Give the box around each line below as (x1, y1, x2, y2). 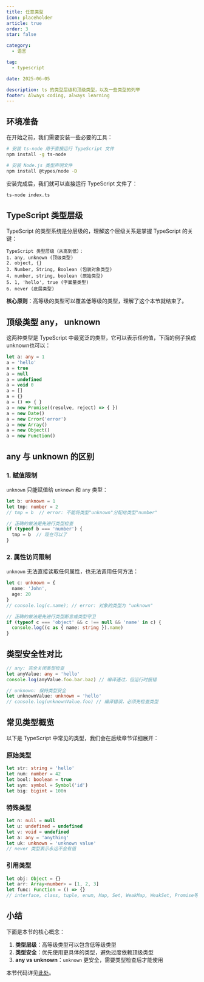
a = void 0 (6, 382, 34, 388)
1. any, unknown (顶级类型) (6, 255, 74, 261)
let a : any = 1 (6, 354, 45, 360)
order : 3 (6, 26, 29, 32)
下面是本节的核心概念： (6, 928, 65, 935)
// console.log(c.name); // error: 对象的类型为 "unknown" (6, 602, 154, 608)
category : (6, 43, 32, 49)
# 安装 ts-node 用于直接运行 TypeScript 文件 (6, 146, 114, 152)
